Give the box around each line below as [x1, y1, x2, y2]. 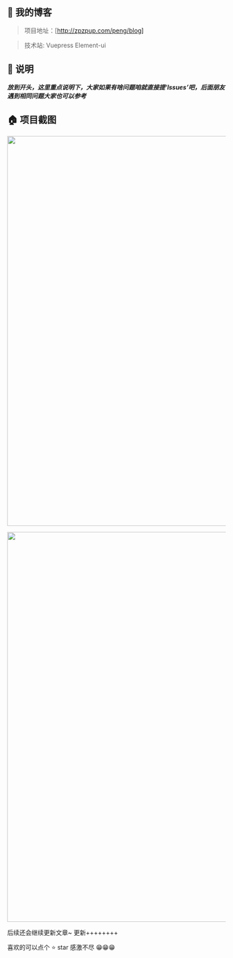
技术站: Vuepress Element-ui [24, 41, 106, 49]
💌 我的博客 [7, 6, 52, 19]
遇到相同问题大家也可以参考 [7, 92, 87, 100]
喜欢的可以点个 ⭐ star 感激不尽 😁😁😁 [7, 943, 116, 952]
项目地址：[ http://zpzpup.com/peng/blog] [24, 26, 144, 35]
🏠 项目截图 [7, 114, 57, 126]
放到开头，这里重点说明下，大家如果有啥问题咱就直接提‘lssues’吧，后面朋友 [7, 82, 225, 92]
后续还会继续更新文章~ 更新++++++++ [7, 928, 119, 937]
